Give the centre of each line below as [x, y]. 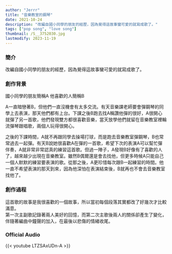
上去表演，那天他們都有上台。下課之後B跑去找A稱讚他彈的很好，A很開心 [86, 113]
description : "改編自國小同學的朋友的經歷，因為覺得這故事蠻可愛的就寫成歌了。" [82, 24]
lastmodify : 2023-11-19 [31, 39]
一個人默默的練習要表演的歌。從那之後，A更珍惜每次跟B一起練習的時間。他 [84, 163]
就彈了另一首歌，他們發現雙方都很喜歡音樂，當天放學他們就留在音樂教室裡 [84, 120]
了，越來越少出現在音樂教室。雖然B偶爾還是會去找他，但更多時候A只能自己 [84, 156]
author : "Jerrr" [23, 10]
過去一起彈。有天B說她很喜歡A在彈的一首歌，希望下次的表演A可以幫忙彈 [86, 143]
